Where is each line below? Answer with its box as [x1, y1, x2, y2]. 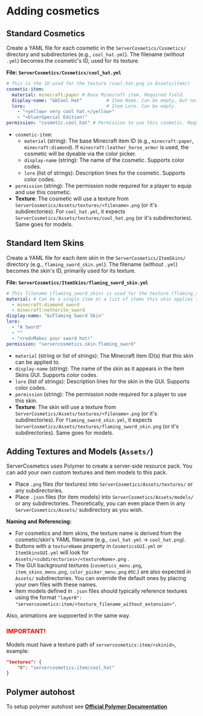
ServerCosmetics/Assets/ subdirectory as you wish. [14, 506, 143, 514]
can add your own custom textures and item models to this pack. [6, 469, 168, 476]
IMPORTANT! [6, 627, 47, 636]
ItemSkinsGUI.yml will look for [14, 549, 89, 556]
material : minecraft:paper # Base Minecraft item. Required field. [11, 92, 185, 98]
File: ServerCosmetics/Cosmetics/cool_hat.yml [6, 69, 122, 76]
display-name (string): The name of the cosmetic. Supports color [24, 156, 185, 164]
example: [6, 647, 29, 654]
